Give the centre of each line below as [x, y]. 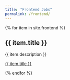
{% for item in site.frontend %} [35, 27]
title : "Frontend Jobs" [29, 9]
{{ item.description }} [26, 54]
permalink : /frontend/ [28, 14]
